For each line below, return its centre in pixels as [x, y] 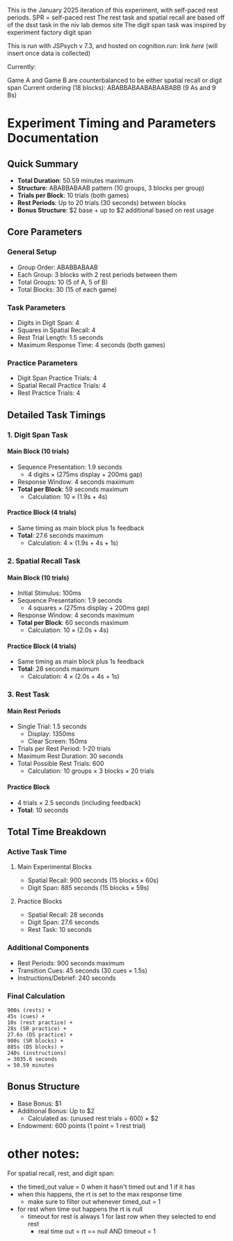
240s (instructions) [37, 1053]
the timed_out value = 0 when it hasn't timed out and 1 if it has [106, 1187]
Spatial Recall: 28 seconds [66, 915]
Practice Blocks [40, 901]
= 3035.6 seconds [32, 1059]
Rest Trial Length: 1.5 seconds [60, 337]
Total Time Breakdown [57, 832]
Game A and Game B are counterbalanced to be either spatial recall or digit [115, 80]
